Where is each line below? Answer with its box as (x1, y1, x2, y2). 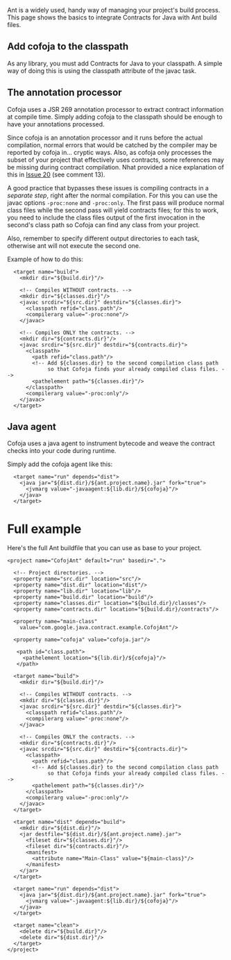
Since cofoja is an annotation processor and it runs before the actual (7, 133, 203, 142)
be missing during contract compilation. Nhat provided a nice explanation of (7, 163, 224, 171)
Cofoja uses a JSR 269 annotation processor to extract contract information (7, 105, 224, 113)
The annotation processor (7, 87, 123, 99)
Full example (7, 521, 82, 537)
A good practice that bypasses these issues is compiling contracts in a (7, 183, 209, 192)
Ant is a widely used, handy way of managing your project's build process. (7, 6, 221, 14)
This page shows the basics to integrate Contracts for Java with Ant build (7, 13, 217, 22)
